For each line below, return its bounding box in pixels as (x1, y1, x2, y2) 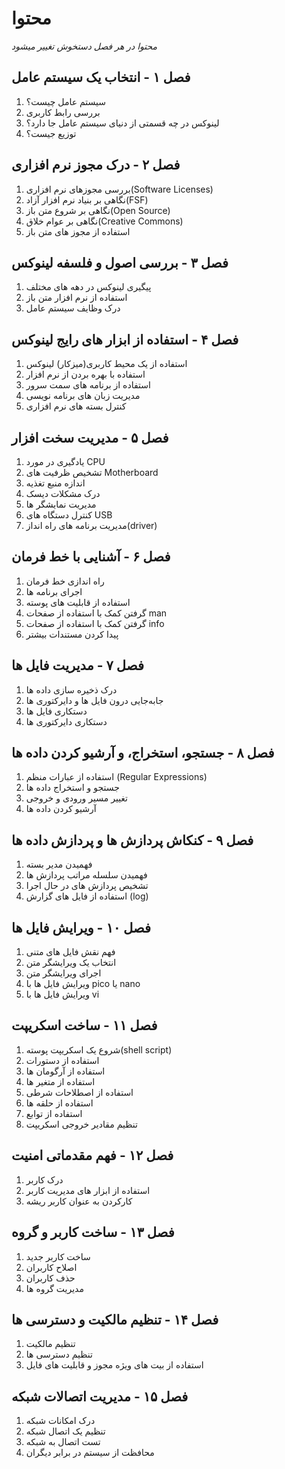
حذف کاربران (25, 1272, 76, 1284)
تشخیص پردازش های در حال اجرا (25, 880, 149, 892)
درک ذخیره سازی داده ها (25, 683, 118, 696)
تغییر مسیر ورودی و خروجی (25, 792, 129, 804)
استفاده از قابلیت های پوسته (25, 596, 131, 608)
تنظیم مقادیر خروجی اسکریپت (25, 1118, 138, 1130)
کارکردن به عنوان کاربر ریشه (25, 1195, 133, 1207)
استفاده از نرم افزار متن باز (25, 292, 128, 304)
